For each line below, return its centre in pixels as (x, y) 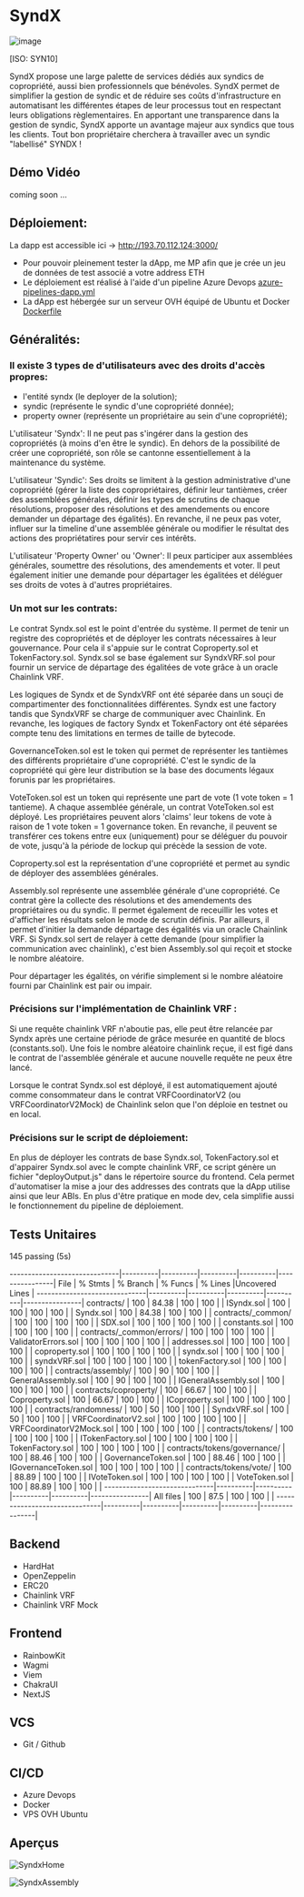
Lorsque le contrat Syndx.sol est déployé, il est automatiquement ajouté (144, 1085)
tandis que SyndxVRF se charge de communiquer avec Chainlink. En (137, 713)
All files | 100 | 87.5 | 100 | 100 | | (214, 1496)
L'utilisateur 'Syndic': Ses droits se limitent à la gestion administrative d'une (150, 480)
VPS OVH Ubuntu (55, 1814)
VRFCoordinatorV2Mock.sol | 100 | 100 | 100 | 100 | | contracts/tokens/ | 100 (152, 1428)
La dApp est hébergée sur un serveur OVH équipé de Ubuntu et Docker (156, 301)
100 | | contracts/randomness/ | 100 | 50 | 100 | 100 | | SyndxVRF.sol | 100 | (149, 1409)
